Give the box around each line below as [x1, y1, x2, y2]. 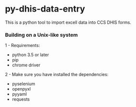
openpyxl [12, 86, 31, 92]
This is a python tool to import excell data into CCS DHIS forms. [5, 19, 132, 25]
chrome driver [12, 62, 41, 68]
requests [12, 96, 30, 102]
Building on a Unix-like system [5, 31, 78, 38]
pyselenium [12, 81, 35, 87]
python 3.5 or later [12, 52, 49, 58]
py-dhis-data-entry [5, 3, 86, 15]
